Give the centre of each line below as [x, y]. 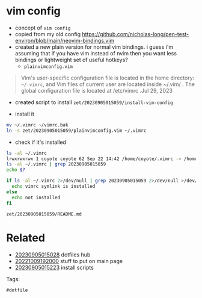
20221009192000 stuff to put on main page [69, 261]
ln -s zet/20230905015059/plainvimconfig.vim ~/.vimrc [76, 131]
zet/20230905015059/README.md [44, 214]
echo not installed [36, 197]
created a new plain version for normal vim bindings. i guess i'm [94, 47]
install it [25, 114]
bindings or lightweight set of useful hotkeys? [71, 60]
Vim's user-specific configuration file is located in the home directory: [108, 78]
